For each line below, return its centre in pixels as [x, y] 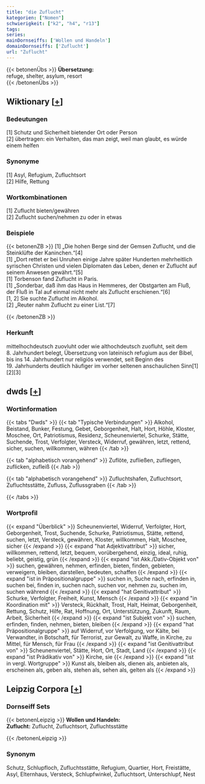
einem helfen [23, 145]
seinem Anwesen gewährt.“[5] [45, 272]
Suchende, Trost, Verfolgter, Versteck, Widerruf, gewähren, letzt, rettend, [99, 442]
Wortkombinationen [37, 197]
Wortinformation [32, 409]
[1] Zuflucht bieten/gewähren [43, 211]
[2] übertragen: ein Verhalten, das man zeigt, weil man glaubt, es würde [97, 139]
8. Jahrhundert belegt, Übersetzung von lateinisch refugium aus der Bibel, [100, 353]
